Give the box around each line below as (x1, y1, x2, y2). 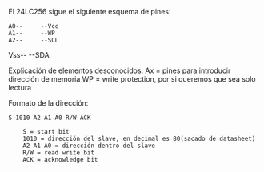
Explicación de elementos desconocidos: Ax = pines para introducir (8, 66, 231, 75)
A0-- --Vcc (8, 22, 59, 30)
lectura (8, 83, 32, 92)
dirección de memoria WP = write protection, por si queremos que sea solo (8, 74, 256, 83)
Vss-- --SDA (8, 50, 50, 59)
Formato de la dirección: (8, 98, 89, 107)
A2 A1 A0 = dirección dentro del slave (22, 142, 156, 150)
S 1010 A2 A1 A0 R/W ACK (8, 114, 91, 122)
